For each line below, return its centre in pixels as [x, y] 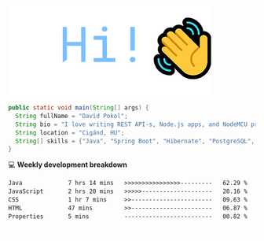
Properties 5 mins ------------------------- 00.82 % [128, 216]
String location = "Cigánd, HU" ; [70, 132]
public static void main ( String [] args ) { [79, 108]
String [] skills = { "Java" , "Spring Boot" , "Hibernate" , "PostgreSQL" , [135, 141]
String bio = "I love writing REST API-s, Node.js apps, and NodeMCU [131, 124]
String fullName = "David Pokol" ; [71, 116]
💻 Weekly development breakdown [68, 165]
